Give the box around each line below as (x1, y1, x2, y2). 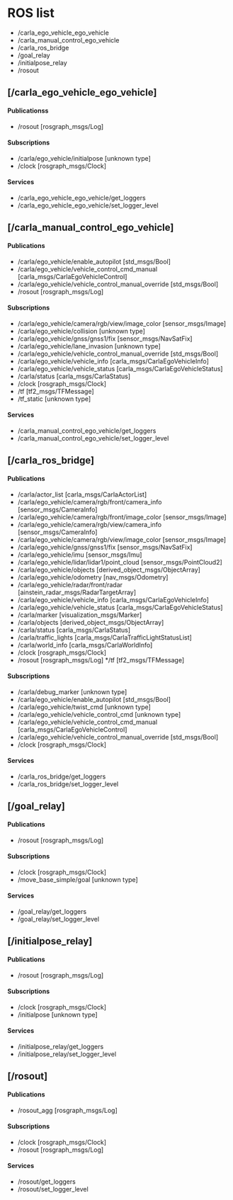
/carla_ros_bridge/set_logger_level (17, 779, 119, 788)
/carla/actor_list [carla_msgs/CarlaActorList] (17, 490, 147, 499)
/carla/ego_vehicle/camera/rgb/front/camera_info (17, 497, 162, 506)
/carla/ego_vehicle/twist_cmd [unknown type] (17, 703, 151, 711)
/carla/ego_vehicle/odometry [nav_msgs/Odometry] (17, 572, 169, 582)
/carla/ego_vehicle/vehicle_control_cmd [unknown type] (17, 710, 181, 718)
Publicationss (7, 106, 49, 115)
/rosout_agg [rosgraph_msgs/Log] (17, 1106, 118, 1114)
